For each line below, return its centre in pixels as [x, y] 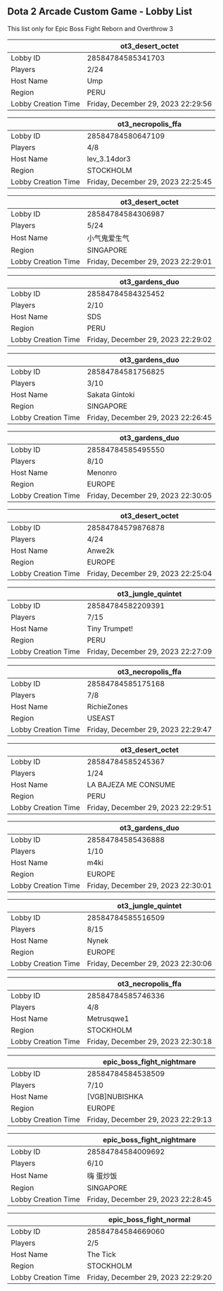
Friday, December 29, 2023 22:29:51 [149, 807]
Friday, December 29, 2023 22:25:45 [149, 181]
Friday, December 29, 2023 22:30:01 [149, 886]
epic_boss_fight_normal [149, 1219]
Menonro [102, 472]
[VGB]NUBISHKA [115, 1096]
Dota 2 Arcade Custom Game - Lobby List [100, 12]
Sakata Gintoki [111, 394]
